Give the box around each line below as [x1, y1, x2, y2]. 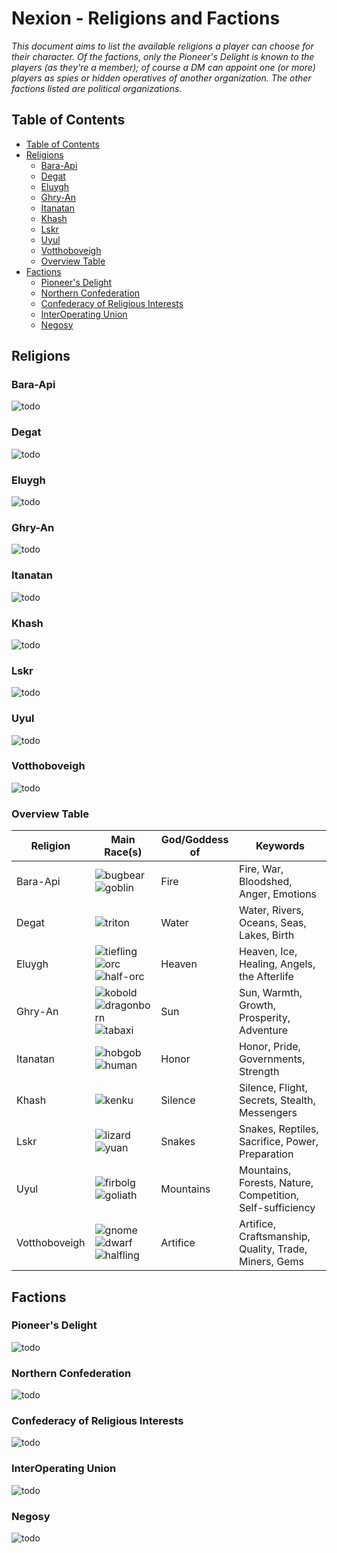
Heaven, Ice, [238, 945, 298, 959]
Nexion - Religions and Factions [11, 7, 281, 30]
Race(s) [104, 845, 143, 859]
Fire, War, [238, 862, 284, 876]
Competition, [238, 1188, 299, 1202]
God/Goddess [160, 833, 229, 847]
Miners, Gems [238, 1255, 304, 1269]
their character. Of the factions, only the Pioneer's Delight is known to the [11, 50, 315, 62]
